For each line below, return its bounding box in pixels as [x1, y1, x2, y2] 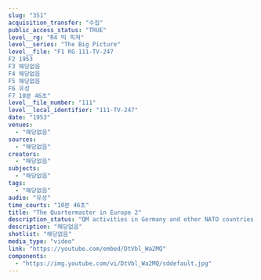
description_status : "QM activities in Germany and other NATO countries [8, 216, 255, 224]
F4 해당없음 [8, 70, 41, 78]
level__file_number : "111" [8, 99, 96, 107]
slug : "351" [8, 11, 47, 20]
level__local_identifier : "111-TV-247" [8, 107, 139, 115]
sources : [8, 135, 37, 144]
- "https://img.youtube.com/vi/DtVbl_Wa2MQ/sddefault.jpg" [15, 260, 212, 267]
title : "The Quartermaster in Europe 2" [8, 209, 143, 216]
